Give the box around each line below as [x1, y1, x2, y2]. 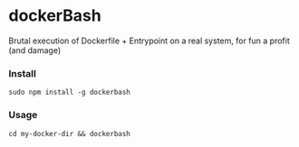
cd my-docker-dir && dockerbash [8, 129, 130, 138]
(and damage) [8, 44, 62, 55]
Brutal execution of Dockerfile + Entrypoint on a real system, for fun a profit [8, 35, 291, 46]
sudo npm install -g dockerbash [8, 87, 130, 97]
